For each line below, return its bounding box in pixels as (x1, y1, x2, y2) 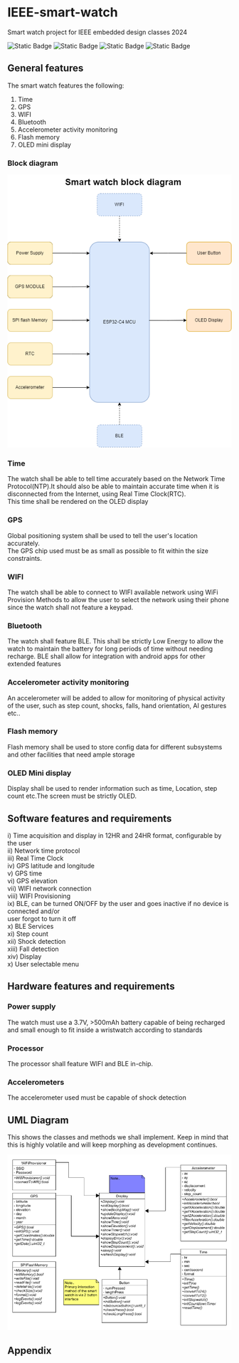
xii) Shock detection (7, 937, 66, 945)
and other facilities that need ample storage (7, 750, 135, 759)
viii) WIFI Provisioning (7, 891, 71, 900)
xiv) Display (7, 952, 42, 961)
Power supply (7, 1001, 56, 1011)
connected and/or (7, 907, 60, 915)
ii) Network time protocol (7, 846, 80, 855)
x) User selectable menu (7, 959, 80, 968)
